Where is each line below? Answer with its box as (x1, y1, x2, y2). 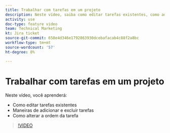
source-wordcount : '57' (5, 45, 56, 50)
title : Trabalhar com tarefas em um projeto (5, 7, 101, 13)
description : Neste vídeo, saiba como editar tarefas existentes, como (5, 12, 159, 17)
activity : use (5, 17, 35, 22)
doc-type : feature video (5, 21, 58, 27)
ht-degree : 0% (5, 49, 35, 54)
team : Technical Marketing (5, 26, 62, 31)
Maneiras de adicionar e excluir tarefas (12, 107, 94, 113)
